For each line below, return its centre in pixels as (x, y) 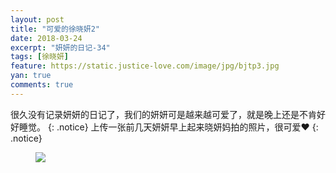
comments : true (42, 85)
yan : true (31, 76)
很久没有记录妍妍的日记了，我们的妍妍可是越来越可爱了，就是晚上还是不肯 (163, 114)
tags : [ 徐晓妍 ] (40, 57)
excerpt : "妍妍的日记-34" (60, 47)
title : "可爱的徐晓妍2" (55, 29)
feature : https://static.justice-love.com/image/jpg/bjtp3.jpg (145, 66)
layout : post (37, 19)
